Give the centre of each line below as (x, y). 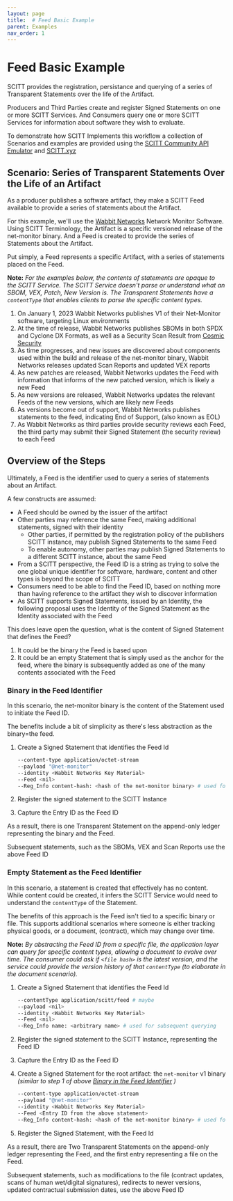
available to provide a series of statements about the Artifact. (94, 207)
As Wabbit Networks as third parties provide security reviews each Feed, (121, 424)
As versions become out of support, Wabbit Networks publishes (109, 409)
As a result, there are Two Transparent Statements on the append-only (108, 1147)
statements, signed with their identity (70, 527)
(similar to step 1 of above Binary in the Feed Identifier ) (97, 1081)
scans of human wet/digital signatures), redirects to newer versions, (104, 1182)
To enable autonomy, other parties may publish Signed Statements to (126, 549)
